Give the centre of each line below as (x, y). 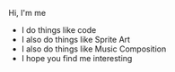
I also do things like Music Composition (94, 49)
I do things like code (59, 30)
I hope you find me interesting (77, 58)
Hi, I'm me (27, 13)
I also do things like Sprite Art (76, 40)
